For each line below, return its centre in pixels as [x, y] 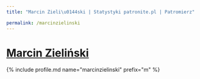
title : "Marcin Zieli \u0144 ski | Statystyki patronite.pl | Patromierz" [101, 12]
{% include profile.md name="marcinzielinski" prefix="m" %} [83, 70]
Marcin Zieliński [48, 53]
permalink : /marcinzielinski [43, 23]
